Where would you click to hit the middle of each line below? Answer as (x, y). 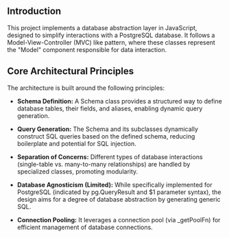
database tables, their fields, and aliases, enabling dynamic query (110, 108)
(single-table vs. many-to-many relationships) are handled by (104, 164)
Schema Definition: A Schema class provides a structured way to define (120, 101)
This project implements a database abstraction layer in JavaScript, (102, 27)
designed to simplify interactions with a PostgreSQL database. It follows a (111, 35)
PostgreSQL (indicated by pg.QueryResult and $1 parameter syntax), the (119, 192)
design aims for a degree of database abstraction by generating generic (119, 199)
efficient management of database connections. (85, 227)
